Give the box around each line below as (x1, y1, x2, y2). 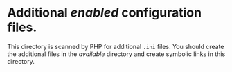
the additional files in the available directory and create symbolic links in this (7, 50, 226, 58)
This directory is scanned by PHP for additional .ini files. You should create (7, 42, 224, 51)
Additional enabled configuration (7, 5, 202, 21)
